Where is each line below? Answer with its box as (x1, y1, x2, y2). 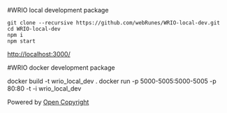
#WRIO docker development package (7, 63, 115, 72)
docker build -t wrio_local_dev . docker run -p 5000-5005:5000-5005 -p (7, 77, 217, 85)
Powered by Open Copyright (7, 98, 89, 106)
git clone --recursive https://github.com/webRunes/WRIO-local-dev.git (7, 20, 220, 27)
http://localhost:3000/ (7, 50, 71, 58)
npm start (7, 38, 36, 45)
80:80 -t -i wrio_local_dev (7, 84, 82, 93)
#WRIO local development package (7, 6, 109, 14)
